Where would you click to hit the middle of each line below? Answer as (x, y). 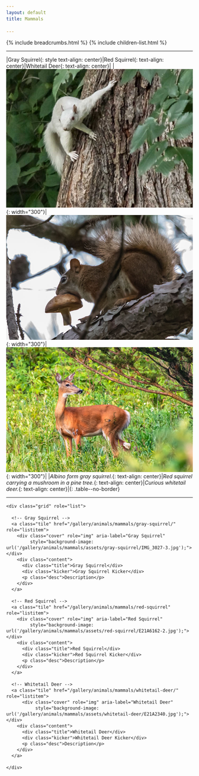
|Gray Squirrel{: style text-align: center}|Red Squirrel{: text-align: (85, 60)
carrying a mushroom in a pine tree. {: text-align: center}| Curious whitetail (96, 483)
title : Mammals (25, 19)
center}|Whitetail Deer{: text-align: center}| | (60, 66)
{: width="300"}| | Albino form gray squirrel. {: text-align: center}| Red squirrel (99, 477)
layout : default (26, 12)
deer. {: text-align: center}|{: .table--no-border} (63, 489)
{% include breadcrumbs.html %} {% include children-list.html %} (87, 43)
